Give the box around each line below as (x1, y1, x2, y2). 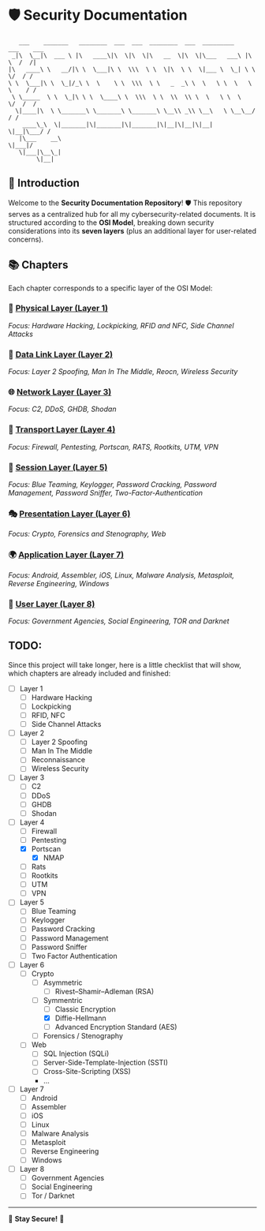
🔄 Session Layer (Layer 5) (8, 462, 108, 473)
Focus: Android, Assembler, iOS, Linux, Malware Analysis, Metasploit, (8, 570, 235, 580)
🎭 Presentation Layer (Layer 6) (8, 508, 131, 519)
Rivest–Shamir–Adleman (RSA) (54, 986, 155, 996)
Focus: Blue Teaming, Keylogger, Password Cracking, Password (8, 480, 217, 489)
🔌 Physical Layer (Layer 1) (8, 303, 109, 314)
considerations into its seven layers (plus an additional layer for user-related (8, 226, 256, 235)
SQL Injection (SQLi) (43, 1049, 110, 1058)
